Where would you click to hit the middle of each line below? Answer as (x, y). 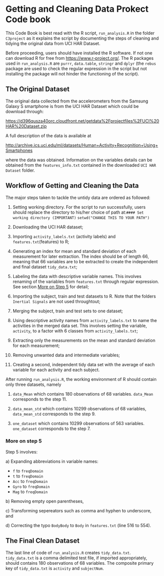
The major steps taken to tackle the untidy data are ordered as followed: (78, 198)
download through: (25, 111)
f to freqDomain (28, 471)
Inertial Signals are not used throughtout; (56, 301)
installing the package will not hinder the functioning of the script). (72, 74)
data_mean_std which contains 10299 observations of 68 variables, (79, 408)
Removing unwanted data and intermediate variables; (66, 355)
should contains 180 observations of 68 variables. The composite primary (80, 563)
